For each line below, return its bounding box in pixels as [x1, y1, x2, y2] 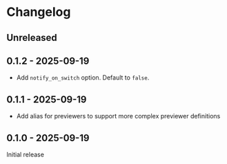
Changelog [6, 4, 71, 20]
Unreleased [6, 32, 58, 44]
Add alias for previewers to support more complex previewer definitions [16, 112, 221, 120]
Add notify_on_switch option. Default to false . [16, 73, 150, 82]
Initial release [6, 150, 44, 159]
